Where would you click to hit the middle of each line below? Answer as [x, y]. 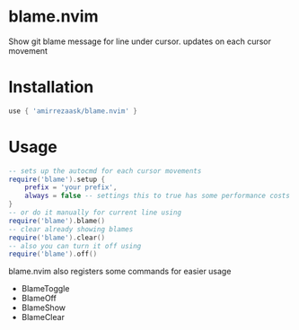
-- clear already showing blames [71, 229]
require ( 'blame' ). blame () [57, 221]
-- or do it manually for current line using [95, 213]
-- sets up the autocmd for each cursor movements [105, 171]
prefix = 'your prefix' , [71, 187]
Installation [51, 87]
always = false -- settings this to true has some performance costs [158, 196]
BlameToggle [45, 289]
